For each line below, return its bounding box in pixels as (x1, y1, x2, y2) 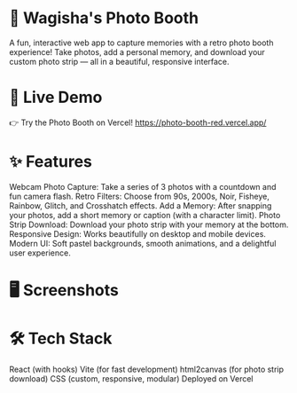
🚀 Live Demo (9, 88, 103, 107)
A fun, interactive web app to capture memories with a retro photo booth (9, 37, 274, 48)
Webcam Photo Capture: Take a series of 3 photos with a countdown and (9, 181, 277, 192)
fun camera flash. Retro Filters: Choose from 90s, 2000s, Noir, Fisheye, (9, 191, 270, 201)
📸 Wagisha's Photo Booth (9, 8, 199, 28)
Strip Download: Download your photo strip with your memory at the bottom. (9, 219, 289, 230)
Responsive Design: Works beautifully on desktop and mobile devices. (9, 228, 266, 239)
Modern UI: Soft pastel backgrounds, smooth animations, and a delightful (9, 238, 277, 248)
